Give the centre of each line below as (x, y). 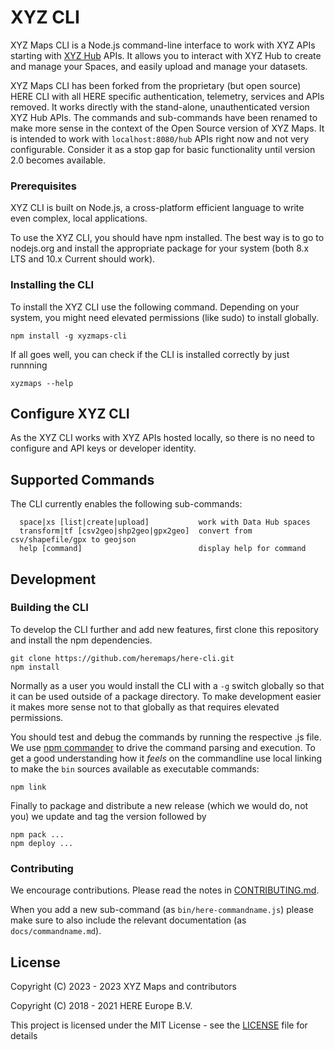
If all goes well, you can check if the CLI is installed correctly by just (150, 354)
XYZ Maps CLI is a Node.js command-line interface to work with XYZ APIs (163, 45)
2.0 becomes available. (58, 160)
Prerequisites (43, 186)
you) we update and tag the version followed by (108, 816)
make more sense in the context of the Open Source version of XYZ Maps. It (167, 128)
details (24, 1035)
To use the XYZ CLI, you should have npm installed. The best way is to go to (167, 238)
